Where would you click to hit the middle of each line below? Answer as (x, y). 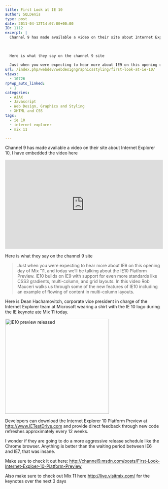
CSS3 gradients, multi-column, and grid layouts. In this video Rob (83, 281)
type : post (16, 19)
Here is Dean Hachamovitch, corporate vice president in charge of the (76, 301)
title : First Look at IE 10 (34, 10)
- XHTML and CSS (26, 111)
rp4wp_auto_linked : (25, 83)
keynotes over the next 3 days (36, 481)
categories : (17, 93)
